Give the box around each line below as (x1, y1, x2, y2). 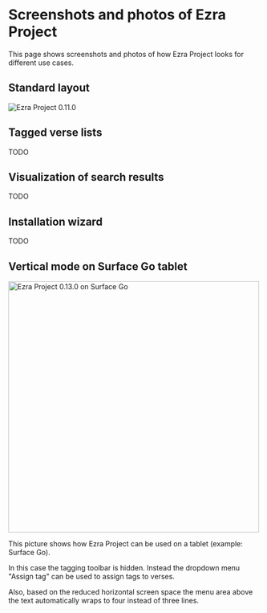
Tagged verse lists (8, 126, 103, 140)
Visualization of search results (8, 170, 164, 184)
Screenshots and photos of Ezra (8, 6, 226, 24)
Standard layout (8, 81, 90, 95)
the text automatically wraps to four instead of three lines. (8, 596, 199, 605)
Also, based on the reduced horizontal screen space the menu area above (8, 587, 253, 596)
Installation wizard (8, 215, 103, 228)
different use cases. (8, 58, 75, 67)
